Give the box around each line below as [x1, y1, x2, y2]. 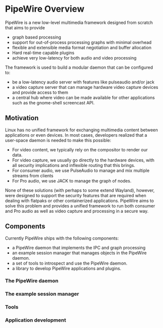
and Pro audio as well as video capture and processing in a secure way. [5, 208, 149, 214]
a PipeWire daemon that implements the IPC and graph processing [12, 245, 146, 250]
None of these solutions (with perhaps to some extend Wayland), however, [5, 187, 155, 193]
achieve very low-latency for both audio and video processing [12, 55, 137, 61]
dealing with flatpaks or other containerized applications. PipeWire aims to [5, 198, 154, 204]
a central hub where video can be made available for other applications [12, 94, 155, 101]
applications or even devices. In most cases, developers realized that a [5, 132, 147, 138]
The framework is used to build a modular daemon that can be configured [5, 64, 153, 70]
